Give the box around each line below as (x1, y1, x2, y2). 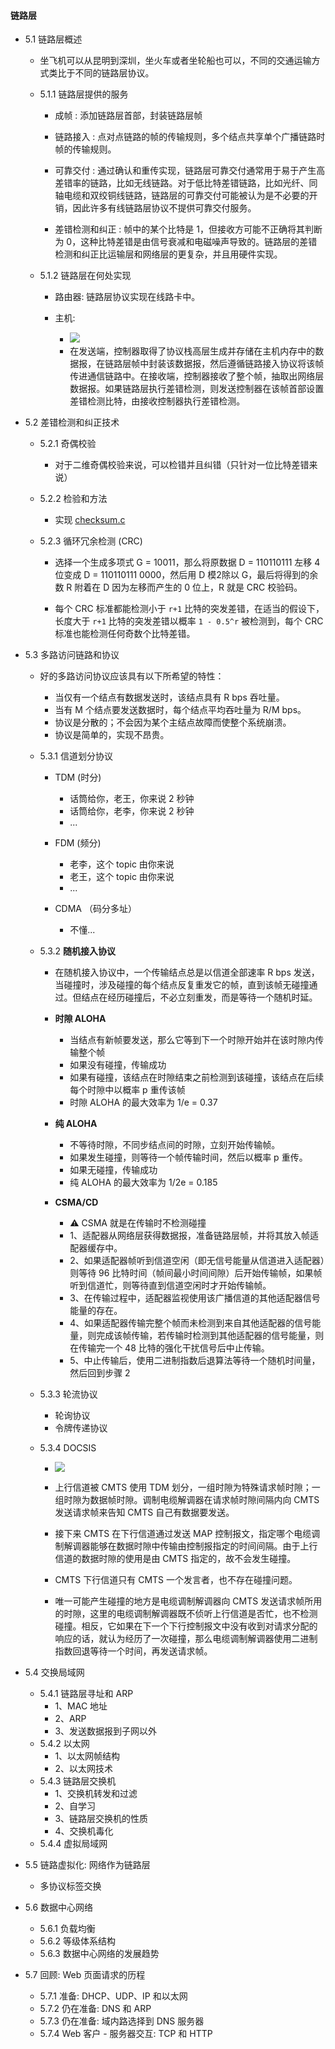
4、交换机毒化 (54, 1825, 114, 1837)
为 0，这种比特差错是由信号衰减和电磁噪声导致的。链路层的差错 (54, 236, 318, 248)
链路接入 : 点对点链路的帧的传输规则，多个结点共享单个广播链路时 (54, 131, 326, 143)
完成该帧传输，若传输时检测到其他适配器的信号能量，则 (96, 1330, 325, 1342)
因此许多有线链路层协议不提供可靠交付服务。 (72, 202, 257, 214)
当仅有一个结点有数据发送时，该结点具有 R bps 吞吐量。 (54, 691, 285, 704)
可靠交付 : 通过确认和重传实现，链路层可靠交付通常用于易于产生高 (54, 165, 326, 177)
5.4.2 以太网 (39, 1738, 90, 1750)
